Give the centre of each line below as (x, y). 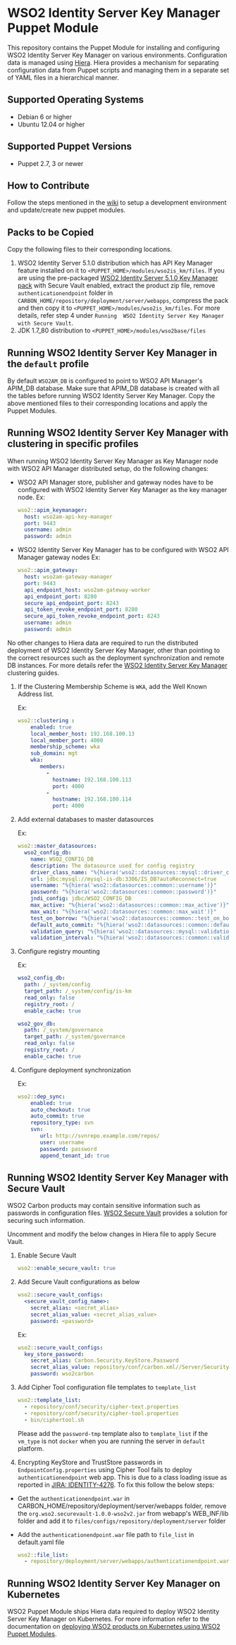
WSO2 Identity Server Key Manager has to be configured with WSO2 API (123, 550)
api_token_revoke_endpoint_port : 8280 (81, 610)
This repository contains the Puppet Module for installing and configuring (113, 47)
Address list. (36, 694)
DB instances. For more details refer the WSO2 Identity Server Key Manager (117, 665)
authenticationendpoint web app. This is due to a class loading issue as (122, 1477)
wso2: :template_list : (49, 1400)
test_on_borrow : (54, 918)
